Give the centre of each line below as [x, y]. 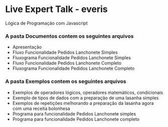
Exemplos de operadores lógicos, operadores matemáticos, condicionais [88, 92]
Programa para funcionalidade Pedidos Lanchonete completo [76, 119]
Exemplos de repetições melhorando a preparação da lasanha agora [83, 103]
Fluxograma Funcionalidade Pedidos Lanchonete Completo [73, 68]
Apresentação [27, 47]
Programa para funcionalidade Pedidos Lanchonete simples [74, 113]
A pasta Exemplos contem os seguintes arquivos [66, 81]
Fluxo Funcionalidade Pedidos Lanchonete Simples [65, 52]
